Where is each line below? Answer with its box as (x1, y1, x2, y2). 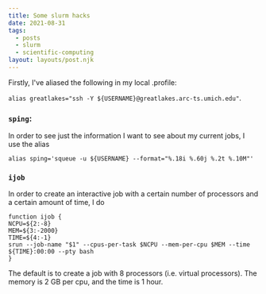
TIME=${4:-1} (8, 234, 52, 242)
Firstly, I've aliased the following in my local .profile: (8, 77, 177, 87)
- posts (15, 33, 41, 42)
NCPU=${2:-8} (8, 220, 52, 228)
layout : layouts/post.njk (8, 56, 94, 64)
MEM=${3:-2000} (8, 227, 59, 235)
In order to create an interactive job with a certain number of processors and (8, 189, 259, 199)
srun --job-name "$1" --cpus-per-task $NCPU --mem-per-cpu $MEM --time (8, 241, 250, 249)
